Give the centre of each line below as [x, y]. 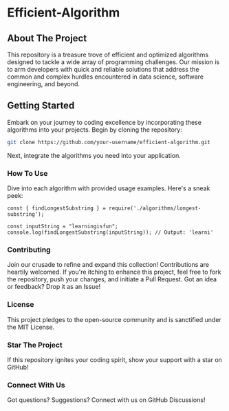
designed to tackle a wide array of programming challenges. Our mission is [113, 62]
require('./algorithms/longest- [155, 208]
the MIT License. [31, 327]
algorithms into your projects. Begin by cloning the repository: [95, 130]
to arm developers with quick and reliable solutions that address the [103, 69]
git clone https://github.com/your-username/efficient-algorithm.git [109, 142]
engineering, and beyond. [44, 84]
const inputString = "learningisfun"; [63, 226]
